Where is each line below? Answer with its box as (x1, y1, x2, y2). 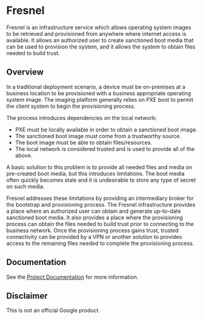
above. (15, 152, 33, 159)
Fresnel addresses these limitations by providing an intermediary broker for (6, 195, 194, 202)
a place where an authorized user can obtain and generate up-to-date (6, 207, 181, 215)
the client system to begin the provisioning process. (6, 102, 136, 110)
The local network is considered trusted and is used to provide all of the (15, 145, 195, 152)
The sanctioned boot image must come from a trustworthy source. (15, 132, 182, 139)
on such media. (6, 182, 45, 190)
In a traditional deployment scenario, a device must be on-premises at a (6, 83, 186, 90)
